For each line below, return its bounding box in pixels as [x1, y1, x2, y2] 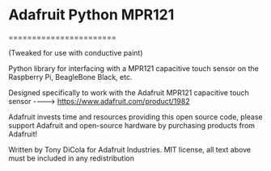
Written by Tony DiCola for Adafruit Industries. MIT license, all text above [8, 144, 252, 154]
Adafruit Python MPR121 [8, 6, 175, 24]
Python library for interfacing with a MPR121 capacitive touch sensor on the [8, 63, 259, 73]
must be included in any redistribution [8, 153, 135, 163]
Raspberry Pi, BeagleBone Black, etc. [8, 72, 133, 81]
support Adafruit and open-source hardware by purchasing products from [8, 120, 256, 130]
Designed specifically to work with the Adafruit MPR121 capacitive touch [8, 87, 249, 98]
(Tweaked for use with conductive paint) [8, 48, 143, 57]
